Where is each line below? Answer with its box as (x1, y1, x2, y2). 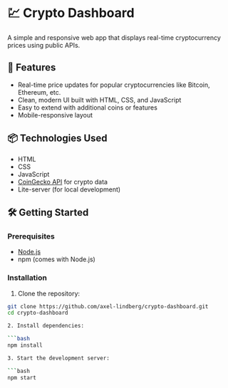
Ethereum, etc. (17, 88, 61, 96)
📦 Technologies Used (7, 132, 108, 145)
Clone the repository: (17, 289, 81, 298)
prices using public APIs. (7, 41, 81, 49)
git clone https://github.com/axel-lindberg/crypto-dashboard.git (7, 303, 209, 310)
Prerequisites (7, 231, 55, 241)
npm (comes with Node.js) (17, 255, 96, 263)
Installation (7, 273, 48, 283)
